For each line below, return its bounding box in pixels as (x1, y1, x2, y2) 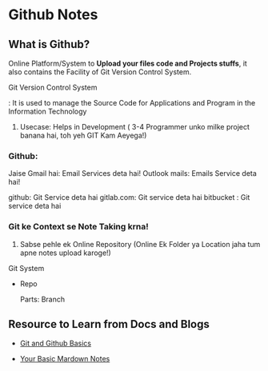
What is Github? (8, 38, 90, 51)
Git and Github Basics (19, 338, 92, 349)
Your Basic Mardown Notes (19, 354, 110, 364)
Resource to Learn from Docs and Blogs (8, 317, 210, 331)
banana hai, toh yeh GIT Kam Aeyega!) (19, 130, 147, 140)
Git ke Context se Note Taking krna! (8, 221, 150, 233)
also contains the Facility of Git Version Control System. (8, 67, 192, 77)
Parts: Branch (19, 294, 66, 304)
